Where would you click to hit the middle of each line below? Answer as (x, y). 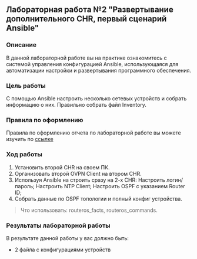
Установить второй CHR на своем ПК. (62, 167)
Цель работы (26, 86)
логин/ (175, 180)
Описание (21, 45)
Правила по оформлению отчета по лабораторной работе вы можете (94, 133)
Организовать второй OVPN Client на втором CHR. (78, 173)
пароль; (24, 186)
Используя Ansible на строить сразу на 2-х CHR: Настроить (90, 180)
